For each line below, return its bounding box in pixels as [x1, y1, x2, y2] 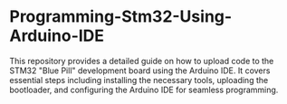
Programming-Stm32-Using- [9, 6, 233, 27]
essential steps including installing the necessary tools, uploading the [9, 74, 269, 85]
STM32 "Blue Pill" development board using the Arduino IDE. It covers [9, 65, 271, 76]
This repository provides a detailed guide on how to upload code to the [9, 55, 274, 66]
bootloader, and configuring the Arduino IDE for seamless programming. [9, 84, 279, 95]
